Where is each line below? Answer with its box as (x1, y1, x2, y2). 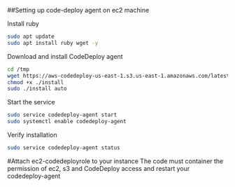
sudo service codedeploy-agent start (7, 111, 117, 118)
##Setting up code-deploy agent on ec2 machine (7, 6, 150, 14)
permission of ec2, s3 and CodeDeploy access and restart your (7, 164, 190, 172)
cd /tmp (7, 66, 30, 73)
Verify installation (7, 131, 57, 139)
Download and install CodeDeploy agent (7, 52, 124, 60)
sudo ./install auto (7, 85, 68, 92)
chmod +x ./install (7, 78, 64, 86)
